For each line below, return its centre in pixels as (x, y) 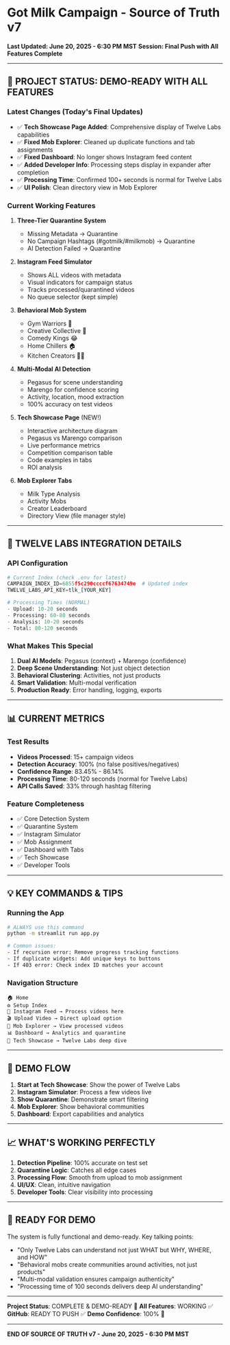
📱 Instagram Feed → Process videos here (66, 1012)
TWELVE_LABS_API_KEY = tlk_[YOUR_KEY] (59, 590)
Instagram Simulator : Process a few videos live (84, 1092)
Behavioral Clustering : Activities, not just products (89, 675)
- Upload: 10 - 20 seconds (42, 609)
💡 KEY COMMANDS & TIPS (65, 894)
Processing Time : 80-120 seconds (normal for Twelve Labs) (102, 779)
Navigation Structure (43, 982)
